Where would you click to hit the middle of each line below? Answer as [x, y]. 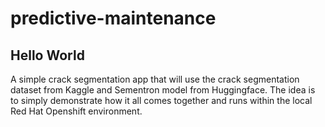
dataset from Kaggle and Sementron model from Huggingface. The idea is [163, 90]
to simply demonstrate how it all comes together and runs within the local [161, 100]
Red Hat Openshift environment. [76, 111]
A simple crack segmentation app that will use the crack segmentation [155, 79]
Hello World [47, 55]
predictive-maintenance [113, 18]
